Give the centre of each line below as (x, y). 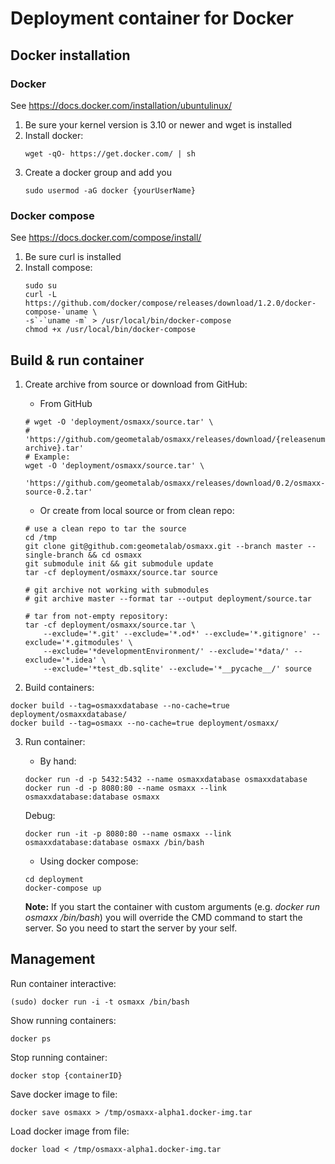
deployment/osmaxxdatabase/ (69, 714)
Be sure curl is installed (73, 257)
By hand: (58, 761)
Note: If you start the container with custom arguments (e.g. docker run (172, 906)
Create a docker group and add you (98, 172)
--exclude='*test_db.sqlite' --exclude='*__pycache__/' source (177, 668)
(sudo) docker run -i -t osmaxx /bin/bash (100, 1002)
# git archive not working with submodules (117, 590)
